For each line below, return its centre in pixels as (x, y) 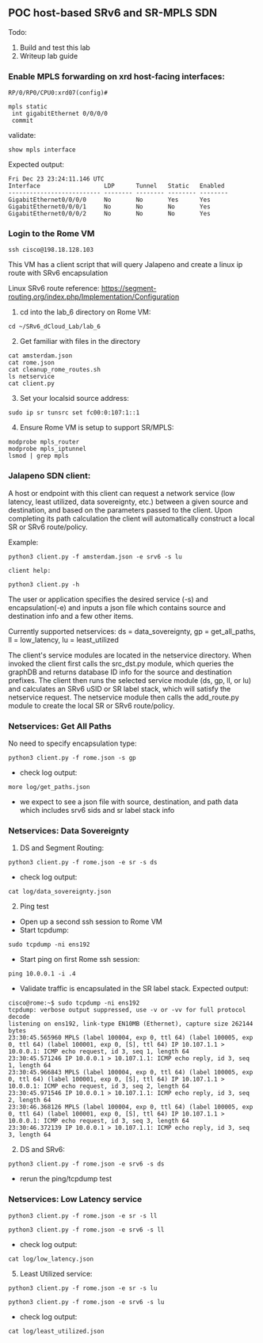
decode (19, 1017)
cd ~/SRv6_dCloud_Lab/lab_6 (55, 327)
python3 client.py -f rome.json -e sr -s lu (83, 1288)
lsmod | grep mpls (38, 456)
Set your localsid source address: (74, 399)
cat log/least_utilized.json (56, 1331)
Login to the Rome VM (51, 234)
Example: (23, 542)
